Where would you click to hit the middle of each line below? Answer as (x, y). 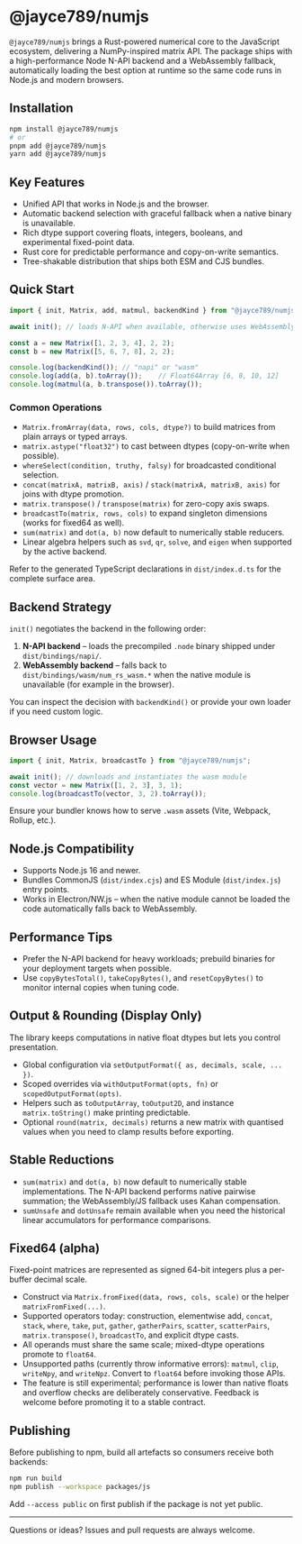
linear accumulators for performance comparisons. (116, 1220)
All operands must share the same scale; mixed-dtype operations (143, 1345)
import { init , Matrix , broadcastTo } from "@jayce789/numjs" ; (130, 760)
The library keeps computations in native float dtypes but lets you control (145, 1037)
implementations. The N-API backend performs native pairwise (139, 1191)
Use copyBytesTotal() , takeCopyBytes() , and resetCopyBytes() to (142, 978)
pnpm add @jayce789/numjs (58, 146)
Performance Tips (61, 937)
